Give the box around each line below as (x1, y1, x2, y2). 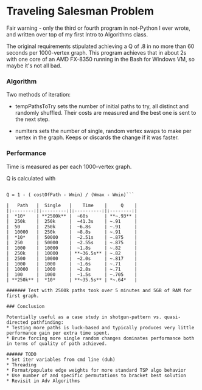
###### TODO (6, 351, 37, 357)
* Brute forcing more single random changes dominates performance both (6, 335, 195, 341)
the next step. (15, 115, 50, 123)
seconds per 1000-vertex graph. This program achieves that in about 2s (6, 49, 187, 56)
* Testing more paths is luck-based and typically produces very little (6, 324, 195, 330)
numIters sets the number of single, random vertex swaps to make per (15, 128, 192, 135)
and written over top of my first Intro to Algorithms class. (6, 30, 148, 38)
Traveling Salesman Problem (6, 4, 154, 18)
